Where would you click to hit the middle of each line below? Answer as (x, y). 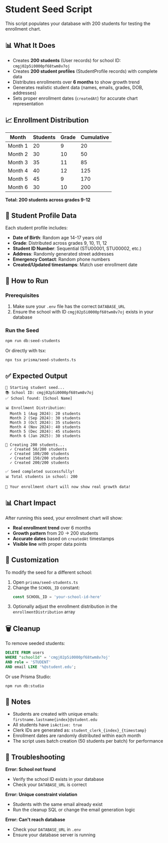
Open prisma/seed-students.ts (45, 582)
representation (28, 103)
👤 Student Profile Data (41, 216)
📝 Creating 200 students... (35, 445)
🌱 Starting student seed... (35, 387)
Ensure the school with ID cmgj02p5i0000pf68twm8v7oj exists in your (83, 312)
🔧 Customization (32, 560)
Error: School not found (31, 769)
